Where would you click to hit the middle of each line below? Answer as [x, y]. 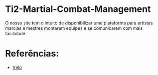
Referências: [32, 54]
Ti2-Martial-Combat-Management [78, 9]
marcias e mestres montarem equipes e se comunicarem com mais [74, 28]
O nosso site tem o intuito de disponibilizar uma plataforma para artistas [79, 23]
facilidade [15, 33]
